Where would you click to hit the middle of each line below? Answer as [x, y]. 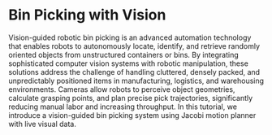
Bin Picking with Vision [87, 15]
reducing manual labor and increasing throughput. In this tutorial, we [123, 107]
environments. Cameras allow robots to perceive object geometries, [122, 89]
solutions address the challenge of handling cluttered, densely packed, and [134, 72]
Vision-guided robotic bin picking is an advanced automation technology [130, 37]
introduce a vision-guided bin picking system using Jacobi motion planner [132, 115]
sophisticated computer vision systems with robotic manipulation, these [129, 63]
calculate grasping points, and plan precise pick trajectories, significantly [131, 98]
